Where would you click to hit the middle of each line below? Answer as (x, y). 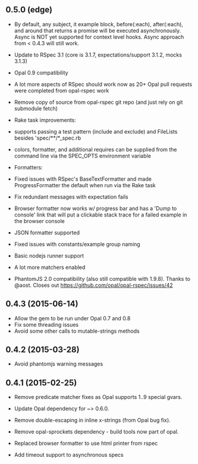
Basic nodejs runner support (49, 255)
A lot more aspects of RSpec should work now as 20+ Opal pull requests (103, 84)
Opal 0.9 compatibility (41, 72)
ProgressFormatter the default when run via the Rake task (85, 185)
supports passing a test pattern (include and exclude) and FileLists (96, 131)
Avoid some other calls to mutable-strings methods (77, 331)
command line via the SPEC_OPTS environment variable (82, 156)
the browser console (39, 221)
